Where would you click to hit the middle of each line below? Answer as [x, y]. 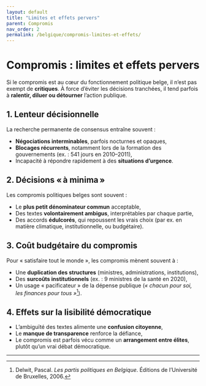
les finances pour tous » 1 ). [48, 292]
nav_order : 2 [23, 29]
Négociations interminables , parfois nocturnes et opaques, [91, 141]
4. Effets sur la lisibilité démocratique [79, 312]
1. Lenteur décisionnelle [53, 114]
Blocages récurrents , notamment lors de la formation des [88, 147]
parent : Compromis [30, 23]
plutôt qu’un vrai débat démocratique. [63, 346]
